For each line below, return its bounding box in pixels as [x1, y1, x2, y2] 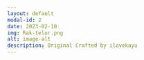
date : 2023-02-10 [7, 23, 57, 30]
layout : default [7, 10, 54, 17]
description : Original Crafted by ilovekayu [7, 42, 138, 49]
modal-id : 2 [7, 17, 42, 23]
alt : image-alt [7, 36, 51, 43]
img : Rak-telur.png [7, 29, 64, 37]
